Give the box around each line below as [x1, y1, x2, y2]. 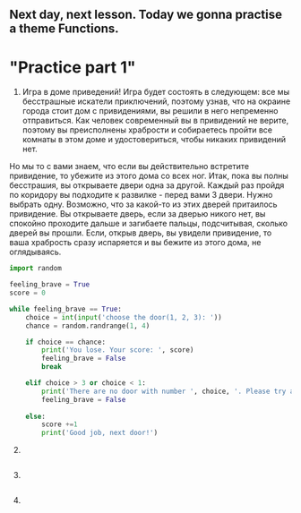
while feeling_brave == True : [9, 304, 123, 313]
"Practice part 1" [9, 57, 136, 77]
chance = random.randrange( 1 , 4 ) [25, 321, 150, 330]
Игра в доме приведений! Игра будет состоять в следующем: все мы [21, 87, 289, 98]
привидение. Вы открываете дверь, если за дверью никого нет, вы [9, 209, 266, 219]
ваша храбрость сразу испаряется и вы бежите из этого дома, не [9, 237, 262, 248]
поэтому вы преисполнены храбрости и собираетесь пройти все [21, 124, 273, 135]
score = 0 [9, 288, 47, 298]
